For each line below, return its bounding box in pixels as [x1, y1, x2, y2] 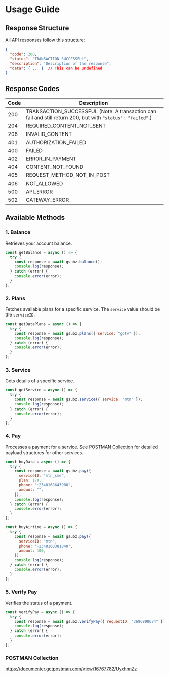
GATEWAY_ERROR [26, 196, 69, 203]
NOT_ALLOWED [26, 180, 63, 187]
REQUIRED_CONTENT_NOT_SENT [26, 122, 106, 129]
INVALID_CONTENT [26, 130, 72, 138]
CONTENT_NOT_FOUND [26, 163, 84, 170]
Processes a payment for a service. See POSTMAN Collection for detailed [5, 444, 158, 450]
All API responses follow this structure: [5, 37, 86, 43]
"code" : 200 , [10, 52, 37, 57]
